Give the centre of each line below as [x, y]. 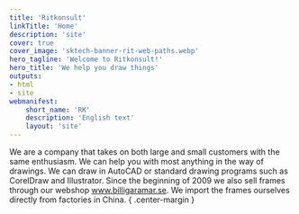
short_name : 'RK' [58, 110]
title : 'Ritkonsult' [48, 18]
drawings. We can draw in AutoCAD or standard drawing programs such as [149, 171]
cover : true [32, 43]
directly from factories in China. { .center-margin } [102, 200]
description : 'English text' [80, 118]
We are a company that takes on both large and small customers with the [145, 152]
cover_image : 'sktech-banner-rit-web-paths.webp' [104, 51]
